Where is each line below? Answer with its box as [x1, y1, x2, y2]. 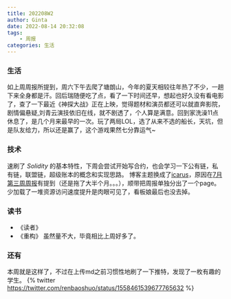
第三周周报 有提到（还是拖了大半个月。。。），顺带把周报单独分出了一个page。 [7, 179, 221, 187]
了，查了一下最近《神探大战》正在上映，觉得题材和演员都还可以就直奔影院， [7, 100, 224, 109]
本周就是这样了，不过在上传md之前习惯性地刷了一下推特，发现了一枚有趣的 [7, 267, 221, 276]
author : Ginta [7, 16, 48, 23]
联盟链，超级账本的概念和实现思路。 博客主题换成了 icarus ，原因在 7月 [25, 170, 223, 179]
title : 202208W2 [7, 10, 54, 17]
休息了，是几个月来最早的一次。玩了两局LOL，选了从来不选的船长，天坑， [7, 118, 218, 126]
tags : [7, 29, 23, 36]
